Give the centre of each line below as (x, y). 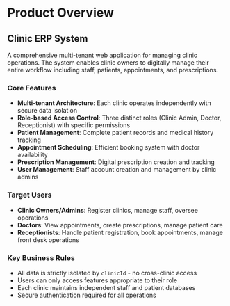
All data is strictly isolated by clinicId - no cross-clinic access (107, 273)
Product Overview (61, 13)
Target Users (30, 195)
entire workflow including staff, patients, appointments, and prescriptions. (113, 70)
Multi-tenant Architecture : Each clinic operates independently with (114, 103)
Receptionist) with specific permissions (74, 125)
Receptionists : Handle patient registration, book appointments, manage (120, 232)
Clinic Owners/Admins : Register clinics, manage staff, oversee (107, 210)
